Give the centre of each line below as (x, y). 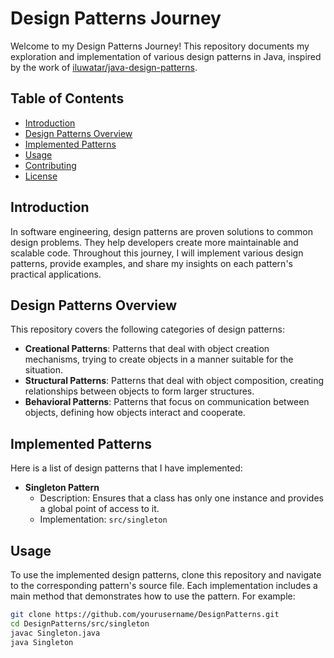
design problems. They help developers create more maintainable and (154, 242)
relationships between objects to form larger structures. (139, 391)
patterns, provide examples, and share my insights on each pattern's (151, 263)
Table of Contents (67, 98)
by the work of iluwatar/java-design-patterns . (104, 67)
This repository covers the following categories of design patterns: (147, 329)
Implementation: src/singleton (103, 519)
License (41, 176)
